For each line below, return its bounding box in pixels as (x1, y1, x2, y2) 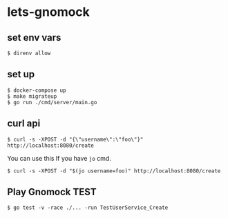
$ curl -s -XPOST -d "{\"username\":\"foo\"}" (7, 136, 144, 143)
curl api (7, 118, 41, 130)
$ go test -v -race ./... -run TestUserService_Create (7, 204, 169, 211)
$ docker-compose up (7, 87, 67, 94)
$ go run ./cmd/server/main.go (7, 99, 97, 106)
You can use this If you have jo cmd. (7, 154, 112, 162)
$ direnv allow (7, 50, 51, 57)
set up (7, 68, 35, 80)
